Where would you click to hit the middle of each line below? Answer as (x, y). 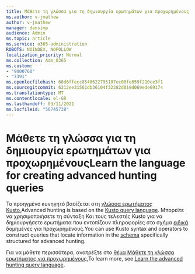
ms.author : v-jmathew (32, 17)
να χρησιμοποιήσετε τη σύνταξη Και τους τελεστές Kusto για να (84, 216)
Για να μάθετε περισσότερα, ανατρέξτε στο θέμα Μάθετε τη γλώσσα (90, 252)
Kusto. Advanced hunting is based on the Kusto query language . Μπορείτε (95, 210)
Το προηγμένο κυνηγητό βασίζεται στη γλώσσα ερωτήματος (79, 204)
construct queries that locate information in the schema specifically (87, 235)
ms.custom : (19, 66)
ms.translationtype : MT (35, 93)
